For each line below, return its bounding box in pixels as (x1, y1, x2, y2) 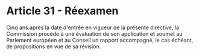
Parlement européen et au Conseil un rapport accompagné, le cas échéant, (6, 36, 194, 43)
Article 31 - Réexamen (6, 4, 119, 18)
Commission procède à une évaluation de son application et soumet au (6, 30, 183, 37)
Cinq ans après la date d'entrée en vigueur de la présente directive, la (6, 24, 180, 31)
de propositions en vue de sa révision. (6, 43, 101, 50)
